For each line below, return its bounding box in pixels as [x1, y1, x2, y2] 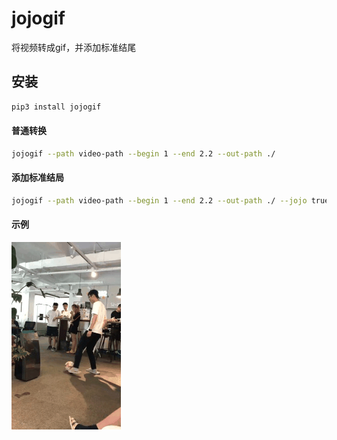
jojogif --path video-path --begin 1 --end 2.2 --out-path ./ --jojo [11, 195, 308, 206]
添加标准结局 [11, 172, 64, 184]
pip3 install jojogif [11, 102, 102, 112]
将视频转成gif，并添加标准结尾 [11, 41, 137, 53]
